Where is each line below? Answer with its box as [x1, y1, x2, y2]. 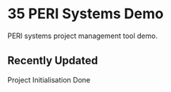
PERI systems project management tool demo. [7, 31, 158, 40]
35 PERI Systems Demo [7, 5, 164, 23]
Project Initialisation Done [7, 75, 91, 84]
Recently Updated [7, 54, 98, 67]
